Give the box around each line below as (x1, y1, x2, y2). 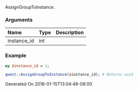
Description (56, 29, 84, 36)
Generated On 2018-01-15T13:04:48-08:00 (5, 81, 92, 87)
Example (5, 52, 27, 59)
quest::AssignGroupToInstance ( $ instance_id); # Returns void (5, 72, 134, 77)
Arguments (5, 16, 33, 23)
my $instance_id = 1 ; (5, 63, 50, 68)
